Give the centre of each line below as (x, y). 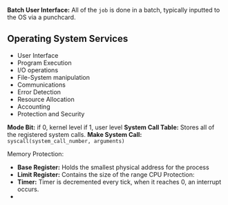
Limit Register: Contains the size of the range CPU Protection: (106, 174)
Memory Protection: (36, 153)
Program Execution (44, 63)
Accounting (34, 107)
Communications (41, 85)
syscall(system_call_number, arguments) (66, 141)
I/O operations (38, 70)
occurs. (28, 189)
